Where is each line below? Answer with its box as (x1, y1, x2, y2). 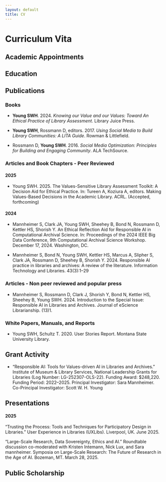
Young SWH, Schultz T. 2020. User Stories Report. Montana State (12, 331, 147, 337)
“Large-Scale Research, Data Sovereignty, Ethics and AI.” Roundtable (5, 439, 147, 445)
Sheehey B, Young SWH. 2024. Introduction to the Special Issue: (12, 297, 145, 303)
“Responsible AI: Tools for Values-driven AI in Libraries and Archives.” (12, 364, 155, 370)
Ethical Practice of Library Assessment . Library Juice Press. (12, 118, 135, 124)
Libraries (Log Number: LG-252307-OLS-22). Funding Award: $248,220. (12, 374, 160, 380)
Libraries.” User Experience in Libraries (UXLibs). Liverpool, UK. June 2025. (5, 429, 160, 435)
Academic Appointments (5, 53, 84, 61)
